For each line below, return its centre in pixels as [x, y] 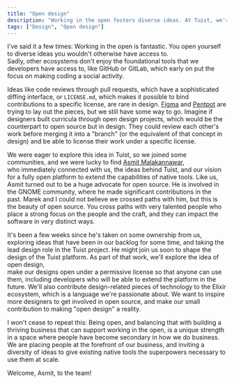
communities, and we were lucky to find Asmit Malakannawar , [96, 162]
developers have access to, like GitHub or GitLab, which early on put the [111, 69]
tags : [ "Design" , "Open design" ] [56, 26]
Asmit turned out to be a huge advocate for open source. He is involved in [113, 185]
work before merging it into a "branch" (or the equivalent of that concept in [115, 134]
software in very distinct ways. [51, 222]
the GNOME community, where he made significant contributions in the [109, 192]
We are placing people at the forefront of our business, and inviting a [106, 345]
